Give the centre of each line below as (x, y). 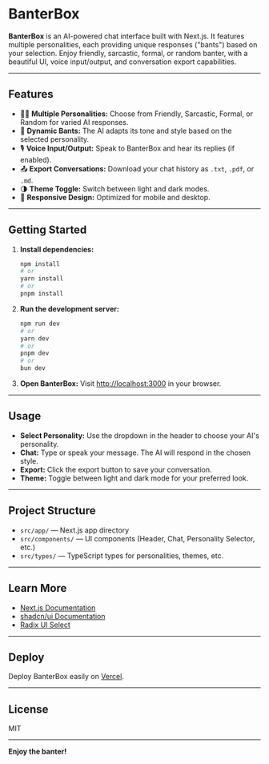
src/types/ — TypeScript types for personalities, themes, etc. (122, 555)
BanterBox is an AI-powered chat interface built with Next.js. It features (126, 36)
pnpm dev (34, 353)
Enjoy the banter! (38, 752)
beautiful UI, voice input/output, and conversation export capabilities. (122, 62)
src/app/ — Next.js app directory (74, 530)
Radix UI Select (45, 625)
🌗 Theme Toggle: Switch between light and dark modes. (114, 188)
